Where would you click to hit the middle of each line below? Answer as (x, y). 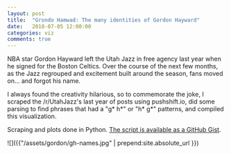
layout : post (26, 13)
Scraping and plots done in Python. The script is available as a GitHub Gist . (114, 130)
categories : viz (31, 33)
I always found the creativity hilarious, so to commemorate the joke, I (106, 95)
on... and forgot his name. (44, 81)
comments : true (29, 39)
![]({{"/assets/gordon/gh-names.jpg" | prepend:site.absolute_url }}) (103, 143)
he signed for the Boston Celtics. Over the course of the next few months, (113, 66)
